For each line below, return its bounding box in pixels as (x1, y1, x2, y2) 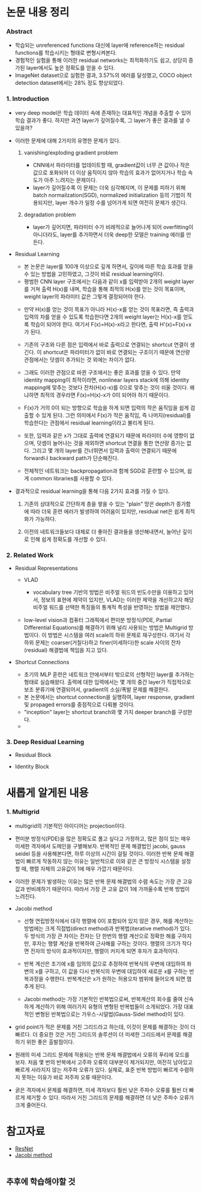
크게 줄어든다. (14, 1101, 48, 1108)
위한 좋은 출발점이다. (26, 1038, 75, 1045)
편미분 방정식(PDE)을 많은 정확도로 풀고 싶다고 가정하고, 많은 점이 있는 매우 (14, 835, 191, 842)
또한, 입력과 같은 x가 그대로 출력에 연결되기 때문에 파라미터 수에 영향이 (23, 432, 189, 439)
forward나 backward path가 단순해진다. (23, 454, 119, 462)
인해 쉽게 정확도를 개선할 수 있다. (30, 536, 107, 543)
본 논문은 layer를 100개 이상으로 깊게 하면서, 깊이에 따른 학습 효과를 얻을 (23, 263, 194, 270)
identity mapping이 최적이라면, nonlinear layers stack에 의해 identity (23, 376, 190, 384)
